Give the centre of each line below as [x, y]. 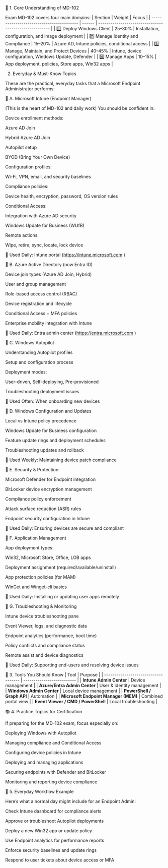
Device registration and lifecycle [38, 303]
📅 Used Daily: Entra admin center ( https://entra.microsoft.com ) [71, 333]
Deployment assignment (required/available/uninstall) [61, 567]
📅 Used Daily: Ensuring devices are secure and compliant [65, 528]
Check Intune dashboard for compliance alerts [53, 811]
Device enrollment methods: [34, 118]
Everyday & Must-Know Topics [45, 74]
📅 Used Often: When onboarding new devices [53, 401]
